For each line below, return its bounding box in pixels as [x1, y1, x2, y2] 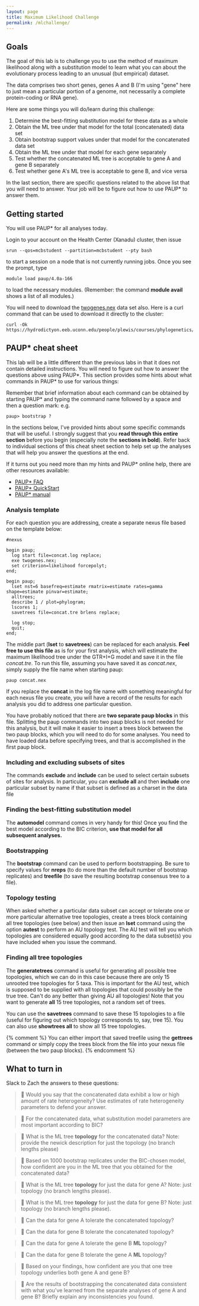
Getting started [6, 209, 64, 219]
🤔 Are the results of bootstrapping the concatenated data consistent [20, 1280, 187, 1288]
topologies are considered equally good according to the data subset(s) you [6, 932, 192, 939]
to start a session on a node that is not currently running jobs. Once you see [6, 258, 191, 265]
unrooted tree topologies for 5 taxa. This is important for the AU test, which [6, 980, 190, 987]
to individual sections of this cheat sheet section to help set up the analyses [6, 443, 191, 450]
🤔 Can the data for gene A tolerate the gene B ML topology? [20, 1240, 167, 1247]
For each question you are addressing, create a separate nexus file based [6, 519, 186, 526]
